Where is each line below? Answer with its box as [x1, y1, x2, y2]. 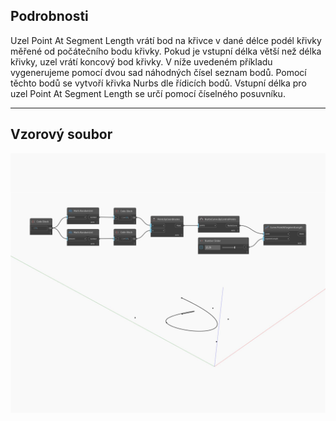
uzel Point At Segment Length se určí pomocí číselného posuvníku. [10, 87, 286, 99]
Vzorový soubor [10, 126, 113, 143]
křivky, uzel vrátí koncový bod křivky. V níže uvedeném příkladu [10, 55, 273, 68]
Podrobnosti [10, 8, 89, 25]
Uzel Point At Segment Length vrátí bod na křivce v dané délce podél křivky [10, 34, 322, 46]
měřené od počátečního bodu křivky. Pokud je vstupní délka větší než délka [10, 45, 322, 57]
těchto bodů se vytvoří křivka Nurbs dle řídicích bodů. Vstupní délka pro [10, 77, 307, 89]
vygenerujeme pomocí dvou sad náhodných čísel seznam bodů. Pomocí [10, 66, 307, 78]
